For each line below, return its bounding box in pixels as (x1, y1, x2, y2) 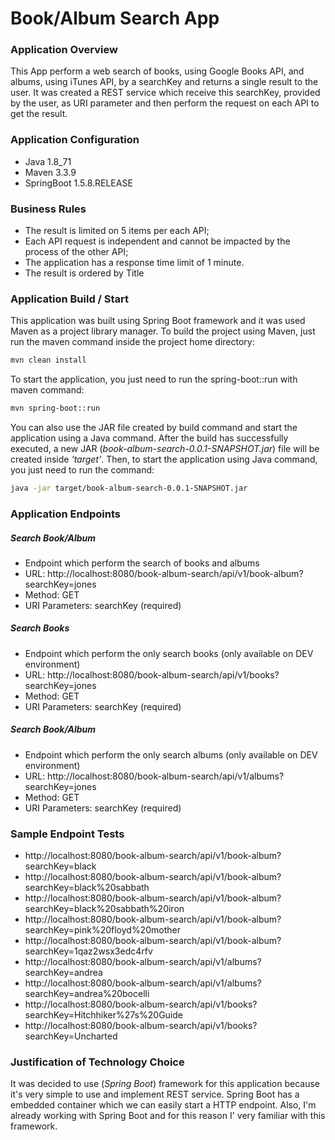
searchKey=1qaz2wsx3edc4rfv (24, 945, 153, 957)
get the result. (10, 108, 68, 120)
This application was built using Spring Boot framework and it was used (10, 315, 306, 327)
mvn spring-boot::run (10, 403, 101, 414)
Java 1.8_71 (24, 155, 72, 167)
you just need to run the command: (10, 464, 155, 476)
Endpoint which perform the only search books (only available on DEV (24, 647, 314, 659)
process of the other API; (24, 246, 129, 258)
